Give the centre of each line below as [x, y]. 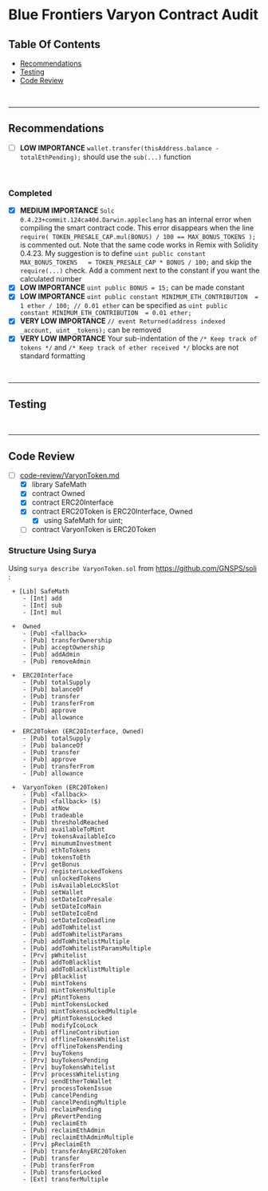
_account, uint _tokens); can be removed [91, 330]
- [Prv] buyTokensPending [66, 1060]
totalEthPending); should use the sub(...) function [105, 157]
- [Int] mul [42, 612]
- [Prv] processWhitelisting [71, 1074]
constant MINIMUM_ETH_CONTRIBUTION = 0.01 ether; [106, 314]
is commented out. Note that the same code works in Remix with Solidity [139, 245]
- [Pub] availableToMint [64, 829]
